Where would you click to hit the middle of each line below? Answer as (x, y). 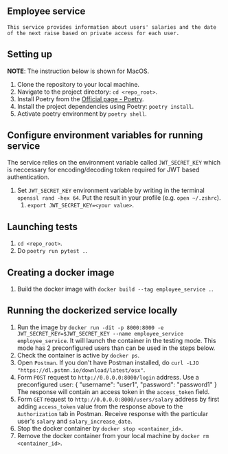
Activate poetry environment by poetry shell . (82, 114)
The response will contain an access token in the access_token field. (113, 391)
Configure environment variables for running (105, 135)
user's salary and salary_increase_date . (75, 421)
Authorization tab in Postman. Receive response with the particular (112, 413)
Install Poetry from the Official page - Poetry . (80, 99)
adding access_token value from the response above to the (100, 406)
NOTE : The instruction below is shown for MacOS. (78, 71)
